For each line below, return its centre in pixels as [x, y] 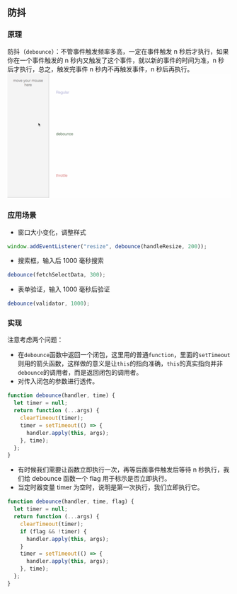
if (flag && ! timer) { [53, 531]
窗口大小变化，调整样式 [52, 232]
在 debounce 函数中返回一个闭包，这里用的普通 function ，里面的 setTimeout [124, 355]
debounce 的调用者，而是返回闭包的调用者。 [80, 373]
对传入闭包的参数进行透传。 [58, 381]
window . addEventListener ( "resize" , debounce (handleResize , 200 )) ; [107, 246]
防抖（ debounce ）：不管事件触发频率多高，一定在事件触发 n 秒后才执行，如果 [118, 51]
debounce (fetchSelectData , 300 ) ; [57, 275]
